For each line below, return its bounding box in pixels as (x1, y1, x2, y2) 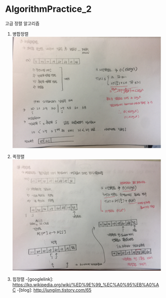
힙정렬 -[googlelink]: (12, 276, 53, 282)
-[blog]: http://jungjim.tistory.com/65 (16, 287, 91, 293)
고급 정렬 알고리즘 (5, 20, 40, 26)
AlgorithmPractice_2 (5, 3, 92, 15)
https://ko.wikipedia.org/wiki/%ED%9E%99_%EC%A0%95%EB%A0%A (12, 282, 159, 288)
